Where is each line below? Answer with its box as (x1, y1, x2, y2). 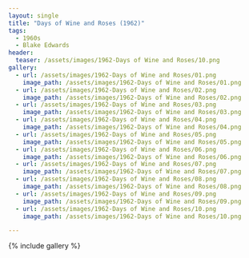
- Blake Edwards (15, 42, 70, 50)
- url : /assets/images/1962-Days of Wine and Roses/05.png (15, 130, 217, 138)
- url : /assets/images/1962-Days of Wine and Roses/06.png (15, 145, 217, 153)
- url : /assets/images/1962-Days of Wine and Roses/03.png (15, 101, 217, 109)
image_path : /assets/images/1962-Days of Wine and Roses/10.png (22, 212, 242, 220)
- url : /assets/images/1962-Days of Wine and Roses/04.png (15, 116, 217, 124)
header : (8, 49, 34, 57)
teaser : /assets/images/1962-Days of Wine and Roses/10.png (15, 57, 220, 65)
